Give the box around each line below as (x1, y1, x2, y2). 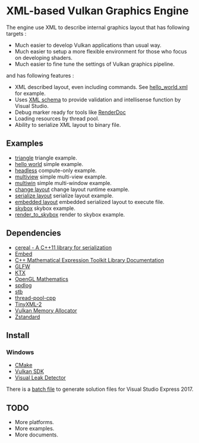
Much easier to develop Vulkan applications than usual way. (14, 42, 162, 49)
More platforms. (14, 419, 55, 426)
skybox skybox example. (14, 205, 76, 212)
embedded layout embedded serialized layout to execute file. (14, 198, 165, 205)
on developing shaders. (14, 54, 73, 61)
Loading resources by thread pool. (14, 114, 100, 122)
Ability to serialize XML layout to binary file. (14, 121, 121, 128)
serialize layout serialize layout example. (14, 192, 114, 199)
